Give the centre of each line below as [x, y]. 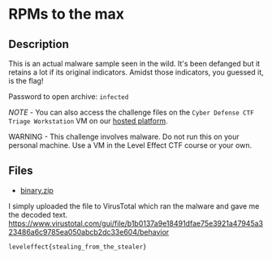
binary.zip [37, 190]
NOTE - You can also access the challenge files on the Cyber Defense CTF [131, 112]
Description [39, 44]
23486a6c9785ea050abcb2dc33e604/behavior [89, 231]
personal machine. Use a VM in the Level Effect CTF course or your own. [130, 145]
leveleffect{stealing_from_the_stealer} [78, 247]
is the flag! [26, 81]
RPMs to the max [66, 14]
